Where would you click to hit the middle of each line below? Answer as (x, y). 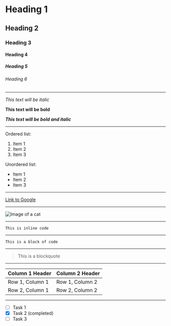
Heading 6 (16, 79)
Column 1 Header (30, 273)
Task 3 (20, 319)
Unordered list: (21, 164)
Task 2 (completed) (33, 313)
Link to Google (21, 200)
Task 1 (19, 307)
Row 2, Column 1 (28, 290)
